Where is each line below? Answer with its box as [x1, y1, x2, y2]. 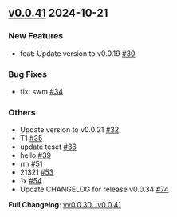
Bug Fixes [8, 68, 48, 79]
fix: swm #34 [19, 86, 64, 96]
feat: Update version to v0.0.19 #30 [19, 48, 136, 58]
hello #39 [19, 151, 52, 160]
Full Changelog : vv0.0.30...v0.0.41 [8, 200, 121, 210]
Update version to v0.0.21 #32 [19, 125, 120, 135]
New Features [8, 30, 64, 42]
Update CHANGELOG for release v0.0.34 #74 [19, 184, 169, 195]
